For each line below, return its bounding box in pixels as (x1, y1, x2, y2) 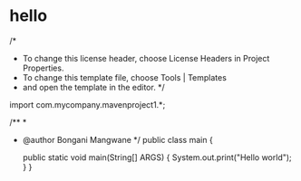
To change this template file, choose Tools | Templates (22, 71, 227, 82)
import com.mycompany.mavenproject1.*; (9, 99, 166, 110)
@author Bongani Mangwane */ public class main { (22, 134, 213, 145)
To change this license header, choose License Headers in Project (22, 52, 270, 63)
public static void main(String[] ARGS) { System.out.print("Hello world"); (22, 151, 292, 163)
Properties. (22, 62, 64, 73)
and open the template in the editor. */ (22, 81, 165, 92)
